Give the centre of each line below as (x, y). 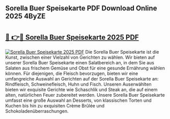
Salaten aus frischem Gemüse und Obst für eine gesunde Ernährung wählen (85, 68)
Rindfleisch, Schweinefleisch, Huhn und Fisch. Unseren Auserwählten (78, 84)
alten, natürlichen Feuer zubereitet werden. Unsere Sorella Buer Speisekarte (85, 95)
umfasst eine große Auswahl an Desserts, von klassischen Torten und (78, 100)
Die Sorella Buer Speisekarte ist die (122, 52)
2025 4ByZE (25, 16)
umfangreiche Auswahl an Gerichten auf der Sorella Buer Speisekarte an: (82, 79)
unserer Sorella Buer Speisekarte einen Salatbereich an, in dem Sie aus (80, 63)
